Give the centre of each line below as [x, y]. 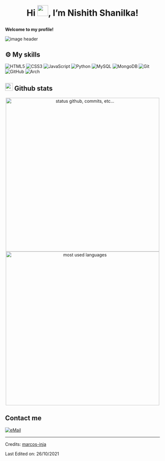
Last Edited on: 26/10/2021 [32, 454]
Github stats [33, 89]
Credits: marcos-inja [26, 444]
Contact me [23, 418]
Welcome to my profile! [29, 30]
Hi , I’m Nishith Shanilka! [82, 13]
